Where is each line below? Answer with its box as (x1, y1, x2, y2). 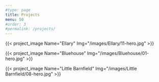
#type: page (5, 7, 31, 13)
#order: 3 (5, 21, 26, 27)
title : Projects (5, 12, 40, 17)
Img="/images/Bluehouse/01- (87, 50, 149, 57)
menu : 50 (5, 17, 24, 22)
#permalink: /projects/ (5, 26, 56, 32)
